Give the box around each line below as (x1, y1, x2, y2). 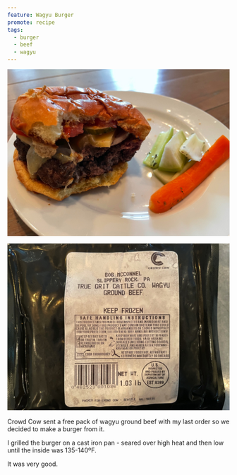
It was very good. (7, 459, 59, 468)
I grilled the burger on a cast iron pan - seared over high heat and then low (7, 438, 224, 447)
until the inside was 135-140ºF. (7, 446, 97, 455)
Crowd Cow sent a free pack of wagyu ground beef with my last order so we (7, 417, 230, 426)
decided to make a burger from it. (7, 425, 105, 433)
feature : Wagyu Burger (7, 11, 74, 18)
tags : (7, 26, 23, 33)
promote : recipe (7, 18, 55, 26)
